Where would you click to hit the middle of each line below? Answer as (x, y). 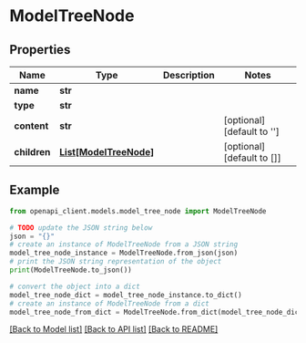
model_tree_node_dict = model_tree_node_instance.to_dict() (126, 295)
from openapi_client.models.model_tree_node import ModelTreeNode (138, 211)
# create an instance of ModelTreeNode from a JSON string (124, 244)
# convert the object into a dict (75, 286)
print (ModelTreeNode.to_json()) (71, 270)
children (32, 152)
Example (35, 190)
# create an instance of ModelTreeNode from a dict (109, 303)
